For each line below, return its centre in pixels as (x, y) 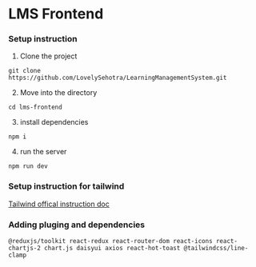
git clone (25, 71)
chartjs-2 (25, 249)
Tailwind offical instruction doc (59, 204)
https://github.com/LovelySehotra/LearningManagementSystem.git (118, 78)
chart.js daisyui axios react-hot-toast (112, 249)
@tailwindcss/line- (216, 249)
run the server (43, 152)
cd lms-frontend (35, 108)
